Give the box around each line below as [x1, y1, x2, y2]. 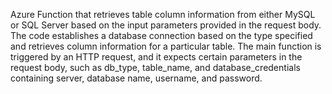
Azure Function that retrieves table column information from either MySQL [10, 9, 316, 20]
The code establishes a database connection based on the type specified [10, 30, 313, 41]
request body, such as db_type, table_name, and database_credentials [10, 62, 301, 73]
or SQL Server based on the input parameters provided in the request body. [10, 19, 322, 31]
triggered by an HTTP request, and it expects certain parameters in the [10, 51, 303, 63]
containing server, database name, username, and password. [10, 72, 263, 84]
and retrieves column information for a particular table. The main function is [10, 40, 322, 52]
